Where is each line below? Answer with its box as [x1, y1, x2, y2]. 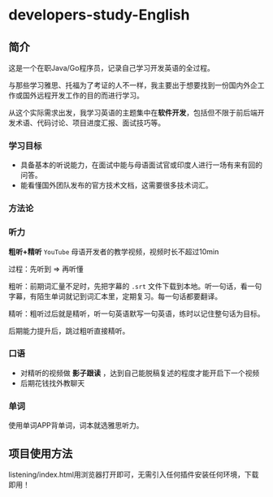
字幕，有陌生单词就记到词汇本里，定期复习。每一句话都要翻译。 [8, 291, 222, 301]
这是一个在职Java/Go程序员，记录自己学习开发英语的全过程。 [8, 63, 215, 72]
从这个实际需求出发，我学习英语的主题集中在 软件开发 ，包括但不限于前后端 [8, 108, 258, 117]
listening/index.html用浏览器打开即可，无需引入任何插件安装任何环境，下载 [8, 469, 259, 479]
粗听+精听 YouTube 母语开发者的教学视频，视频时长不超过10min [8, 246, 219, 257]
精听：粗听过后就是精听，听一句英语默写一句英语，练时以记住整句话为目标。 [8, 309, 265, 318]
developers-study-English [8, 6, 190, 24]
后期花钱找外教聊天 [19, 378, 85, 387]
